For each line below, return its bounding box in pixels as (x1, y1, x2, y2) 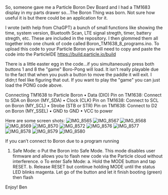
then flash (12, 174, 34, 180)
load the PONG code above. (5, 82, 63, 88)
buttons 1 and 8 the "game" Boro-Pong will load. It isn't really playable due (5, 66, 159, 72)
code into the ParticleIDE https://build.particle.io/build (5, 51, 116, 57)
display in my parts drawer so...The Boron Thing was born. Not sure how (5, 10, 155, 16)
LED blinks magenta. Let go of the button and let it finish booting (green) (12, 169, 162, 175)
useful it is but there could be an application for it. (5, 15, 108, 21)
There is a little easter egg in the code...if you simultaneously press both (5, 61, 154, 67)
